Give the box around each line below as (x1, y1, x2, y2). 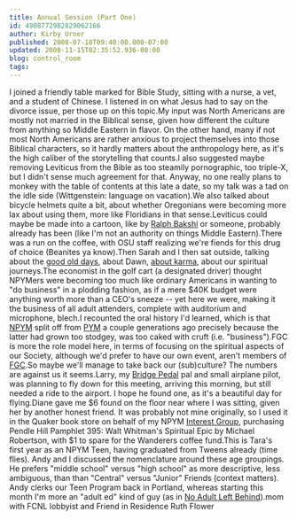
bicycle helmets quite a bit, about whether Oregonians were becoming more (9, 199, 286, 210)
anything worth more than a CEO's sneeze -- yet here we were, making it (9, 293, 277, 304)
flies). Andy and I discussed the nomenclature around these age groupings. (9, 454, 285, 464)
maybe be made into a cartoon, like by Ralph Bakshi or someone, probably (9, 218, 281, 229)
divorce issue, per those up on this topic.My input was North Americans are (9, 105, 285, 116)
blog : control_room (9, 54, 82, 63)
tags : (9, 63, 29, 72)
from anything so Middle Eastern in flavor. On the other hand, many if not (9, 124, 276, 135)
